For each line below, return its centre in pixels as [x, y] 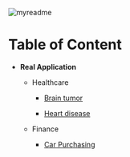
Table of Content [65, 45]
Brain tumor [63, 98]
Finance [45, 129]
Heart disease [67, 113]
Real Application [48, 66]
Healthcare [50, 82]
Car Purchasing [69, 144]
